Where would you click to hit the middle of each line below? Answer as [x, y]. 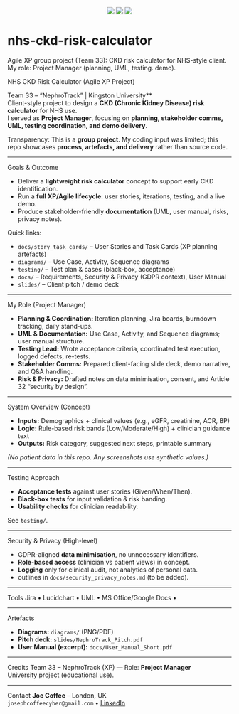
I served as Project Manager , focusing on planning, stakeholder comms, [115, 118]
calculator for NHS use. [42, 110]
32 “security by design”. [53, 386]
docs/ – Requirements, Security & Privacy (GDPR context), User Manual [122, 277]
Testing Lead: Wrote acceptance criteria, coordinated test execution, [119, 348]
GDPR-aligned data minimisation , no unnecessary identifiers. [108, 554]
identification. [38, 188]
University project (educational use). [61, 675]
